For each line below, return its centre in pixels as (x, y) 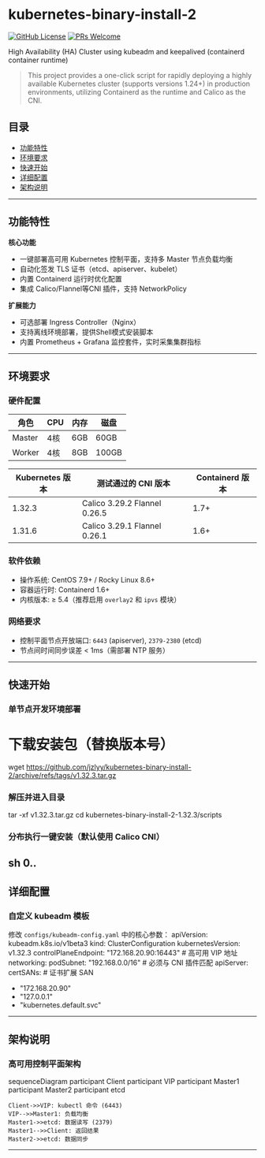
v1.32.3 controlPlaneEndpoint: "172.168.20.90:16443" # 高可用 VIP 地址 (123, 953)
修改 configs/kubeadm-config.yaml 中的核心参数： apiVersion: (108, 935)
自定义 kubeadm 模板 (49, 916)
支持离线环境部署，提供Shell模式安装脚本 (86, 332)
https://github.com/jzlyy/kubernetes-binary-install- (109, 767)
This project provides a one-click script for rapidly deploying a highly (140, 75)
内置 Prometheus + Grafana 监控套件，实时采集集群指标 (110, 341)
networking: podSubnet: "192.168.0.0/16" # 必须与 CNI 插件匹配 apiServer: (128, 963)
